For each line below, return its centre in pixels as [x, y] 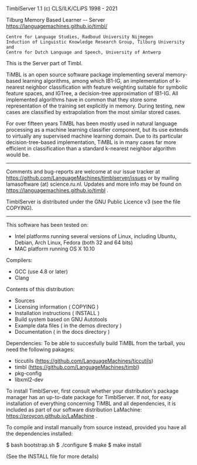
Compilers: [19, 260]
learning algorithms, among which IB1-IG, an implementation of [98, 81]
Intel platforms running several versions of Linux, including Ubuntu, [96, 236]
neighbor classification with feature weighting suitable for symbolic [107, 87]
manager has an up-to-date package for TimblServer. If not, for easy [89, 397]
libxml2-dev [29, 379]
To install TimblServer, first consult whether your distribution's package [92, 391]
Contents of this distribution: [40, 289]
